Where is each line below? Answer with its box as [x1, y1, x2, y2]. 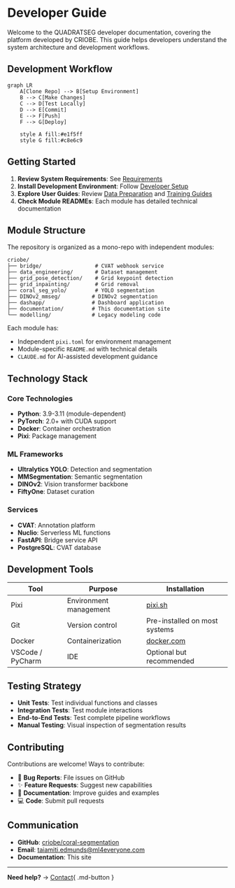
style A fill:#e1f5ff [20, 131, 83, 138]
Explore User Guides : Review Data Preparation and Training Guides [17, 189, 213, 197]
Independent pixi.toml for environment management [17, 337, 171, 346]
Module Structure [7, 224, 86, 236]
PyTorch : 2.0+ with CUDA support [17, 417, 117, 425]
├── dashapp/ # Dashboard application [7, 299, 164, 306]
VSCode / [10, 647, 43, 657]
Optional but [146, 647, 187, 657]
